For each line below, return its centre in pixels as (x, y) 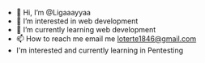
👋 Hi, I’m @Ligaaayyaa (53, 13)
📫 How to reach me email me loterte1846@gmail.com (106, 39)
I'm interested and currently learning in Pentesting (100, 50)
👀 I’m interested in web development (77, 21)
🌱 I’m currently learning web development (86, 29)
